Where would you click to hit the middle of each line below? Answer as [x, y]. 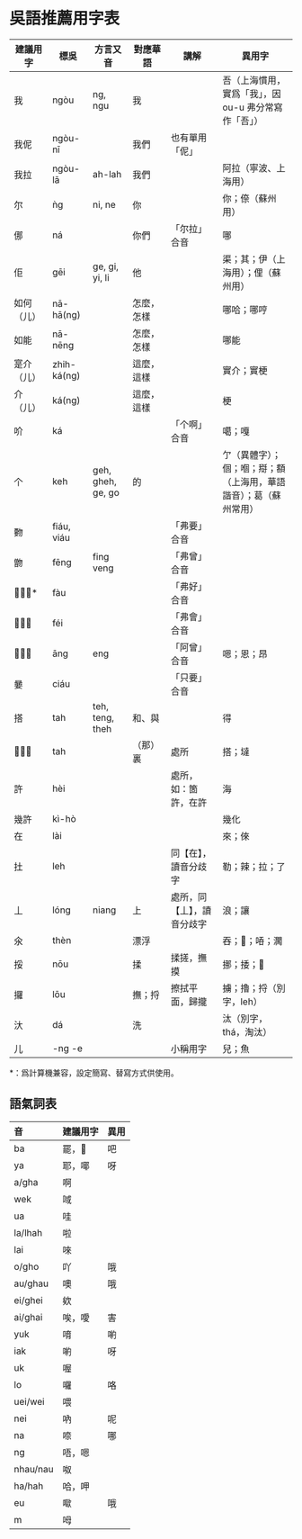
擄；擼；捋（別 [254, 988]
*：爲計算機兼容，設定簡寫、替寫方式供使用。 [94, 1073]
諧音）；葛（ [247, 495]
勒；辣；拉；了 [254, 867]
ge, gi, [106, 266]
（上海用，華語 [254, 481]
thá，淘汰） [247, 1031]
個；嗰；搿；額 [254, 468]
